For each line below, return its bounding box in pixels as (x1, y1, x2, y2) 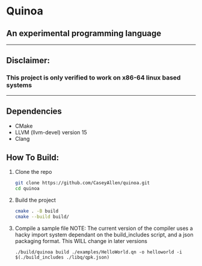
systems (6, 81, 32, 90)
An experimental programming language (6, 28, 161, 39)
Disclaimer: (6, 55, 50, 66)
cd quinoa (14, 185, 40, 192)
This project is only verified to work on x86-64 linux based (6, 73, 181, 82)
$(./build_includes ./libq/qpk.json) (14, 254, 110, 260)
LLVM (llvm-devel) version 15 (14, 128, 87, 136)
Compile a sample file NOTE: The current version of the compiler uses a (14, 224, 194, 232)
